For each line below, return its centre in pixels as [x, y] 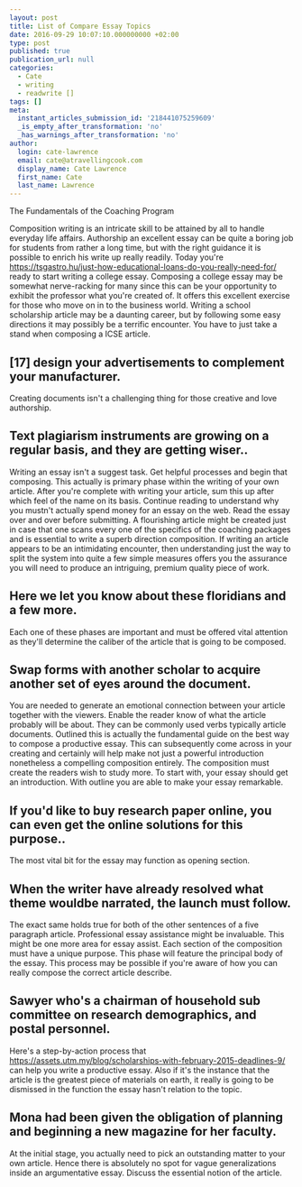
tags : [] [26, 101]
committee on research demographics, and [133, 1015]
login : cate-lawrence [58, 152]
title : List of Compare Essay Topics [80, 26]
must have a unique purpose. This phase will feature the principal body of [146, 953]
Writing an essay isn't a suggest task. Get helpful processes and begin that [148, 472]
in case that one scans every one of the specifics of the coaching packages [150, 529]
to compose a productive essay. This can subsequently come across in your [151, 744]
